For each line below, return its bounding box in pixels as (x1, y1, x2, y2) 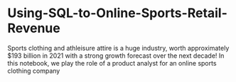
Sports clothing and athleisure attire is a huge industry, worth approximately (7, 43, 230, 52)
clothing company (7, 66, 60, 75)
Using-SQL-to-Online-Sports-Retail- (7, 5, 227, 21)
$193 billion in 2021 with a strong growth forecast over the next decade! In (7, 51, 225, 60)
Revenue (7, 20, 60, 36)
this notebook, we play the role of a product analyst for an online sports (7, 58, 217, 67)
